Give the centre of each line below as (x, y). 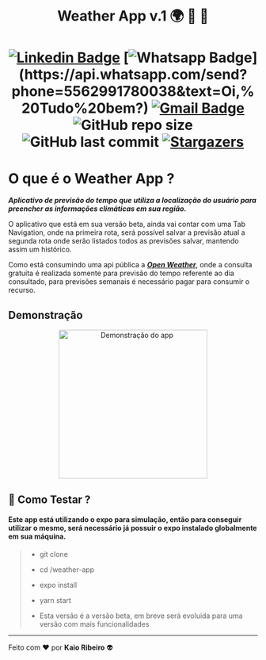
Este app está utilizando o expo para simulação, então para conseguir (125, 520)
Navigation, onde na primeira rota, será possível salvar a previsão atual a (127, 232)
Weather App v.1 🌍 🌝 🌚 (133, 16)
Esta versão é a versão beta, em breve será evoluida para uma (141, 616)
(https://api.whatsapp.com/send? (133, 75)
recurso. (22, 290)
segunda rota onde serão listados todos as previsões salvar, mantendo (123, 241)
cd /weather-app (67, 570)
